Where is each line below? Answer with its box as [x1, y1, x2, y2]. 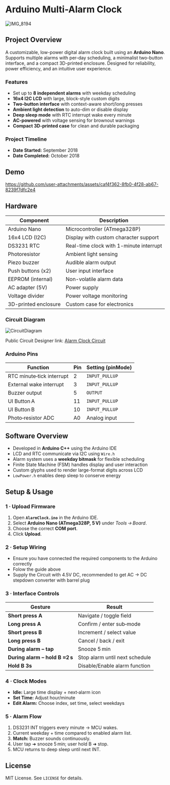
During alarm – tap [8, 645, 54, 652]
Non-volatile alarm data [66, 275, 123, 283]
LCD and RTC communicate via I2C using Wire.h [12, 451, 115, 457]
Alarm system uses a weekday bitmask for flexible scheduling [12, 456, 145, 462]
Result [107, 603, 123, 610]
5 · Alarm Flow [5, 713, 42, 720]
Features [5, 78, 28, 85]
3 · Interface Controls [5, 590, 60, 597]
